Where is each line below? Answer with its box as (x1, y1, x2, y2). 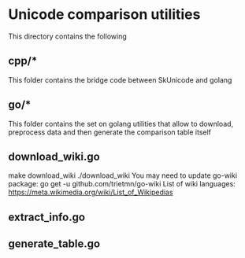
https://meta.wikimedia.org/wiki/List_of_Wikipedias (8, 187, 173, 197)
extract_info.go (8, 210, 85, 223)
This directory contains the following (8, 31, 128, 41)
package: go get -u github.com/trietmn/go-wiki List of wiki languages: (8, 179, 236, 189)
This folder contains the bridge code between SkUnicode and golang (8, 75, 232, 84)
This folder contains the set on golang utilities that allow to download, (8, 119, 234, 128)
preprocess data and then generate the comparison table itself (8, 127, 211, 137)
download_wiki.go (8, 149, 100, 163)
